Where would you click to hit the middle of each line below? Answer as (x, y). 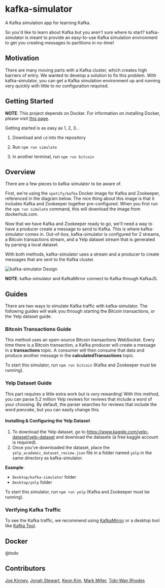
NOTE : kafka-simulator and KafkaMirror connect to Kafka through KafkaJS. (82, 279)
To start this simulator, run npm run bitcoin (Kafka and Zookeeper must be (81, 365)
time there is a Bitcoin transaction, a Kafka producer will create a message (81, 345)
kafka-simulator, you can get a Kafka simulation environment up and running (83, 80)
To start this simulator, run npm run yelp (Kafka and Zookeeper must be (78, 491)
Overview (20, 172)
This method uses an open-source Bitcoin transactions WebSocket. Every (80, 340)
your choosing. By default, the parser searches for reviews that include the (81, 404)
